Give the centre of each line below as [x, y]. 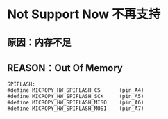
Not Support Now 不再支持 [84, 14]
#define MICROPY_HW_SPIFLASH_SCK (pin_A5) [76, 97]
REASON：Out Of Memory [65, 68]
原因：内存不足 [39, 42]
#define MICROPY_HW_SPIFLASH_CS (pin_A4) [76, 90]
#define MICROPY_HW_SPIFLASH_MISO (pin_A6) [76, 103]
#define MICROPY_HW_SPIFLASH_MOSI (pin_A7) [76, 109]
